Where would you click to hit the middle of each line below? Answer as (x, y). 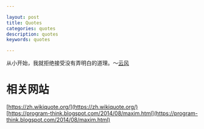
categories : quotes (31, 28)
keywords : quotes (28, 40)
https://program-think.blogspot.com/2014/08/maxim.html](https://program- (103, 113)
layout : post (23, 17)
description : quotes (33, 34)
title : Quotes (24, 23)
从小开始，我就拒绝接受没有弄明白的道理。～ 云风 (68, 63)
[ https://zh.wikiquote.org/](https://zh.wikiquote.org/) (72, 107)
